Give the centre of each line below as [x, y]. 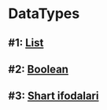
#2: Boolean [39, 69]
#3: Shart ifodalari [53, 96]
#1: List [26, 43]
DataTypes [44, 14]
